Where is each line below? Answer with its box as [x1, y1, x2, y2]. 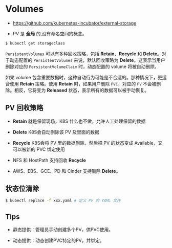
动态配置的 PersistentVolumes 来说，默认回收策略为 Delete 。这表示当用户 [9, 57, 165, 63]
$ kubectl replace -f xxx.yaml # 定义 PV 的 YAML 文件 [5, 198, 121, 204]
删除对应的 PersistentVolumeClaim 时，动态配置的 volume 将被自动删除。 [5, 63, 160, 70]
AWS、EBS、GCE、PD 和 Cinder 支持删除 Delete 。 [12, 168, 121, 174]
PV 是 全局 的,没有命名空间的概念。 [12, 30, 87, 36]
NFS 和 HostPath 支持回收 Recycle [12, 157, 86, 163]
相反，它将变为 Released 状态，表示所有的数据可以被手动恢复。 [14, 87, 149, 93]
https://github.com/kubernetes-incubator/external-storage [12, 20, 137, 26]
